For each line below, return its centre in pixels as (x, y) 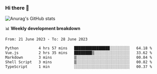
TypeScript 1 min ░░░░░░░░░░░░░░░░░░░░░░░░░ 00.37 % (79, 67)
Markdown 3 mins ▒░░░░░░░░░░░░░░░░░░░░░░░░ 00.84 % (79, 57)
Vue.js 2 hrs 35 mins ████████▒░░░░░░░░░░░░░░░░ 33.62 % (79, 53)
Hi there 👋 (17, 8)
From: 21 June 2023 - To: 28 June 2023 (46, 39)
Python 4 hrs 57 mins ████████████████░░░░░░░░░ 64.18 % (79, 48)
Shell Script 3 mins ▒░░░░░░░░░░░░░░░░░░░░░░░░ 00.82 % (79, 62)
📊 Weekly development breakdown (43, 29)
